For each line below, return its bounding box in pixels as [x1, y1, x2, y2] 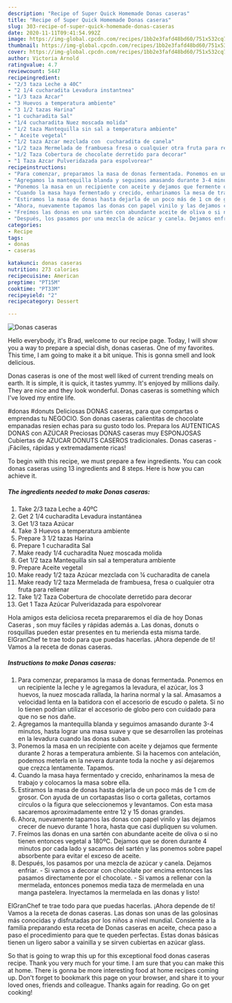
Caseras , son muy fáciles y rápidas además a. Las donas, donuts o [8, 621, 199, 629]
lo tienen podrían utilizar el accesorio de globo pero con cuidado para [17, 705, 216, 713]
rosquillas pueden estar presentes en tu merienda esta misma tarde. [8, 628, 202, 636]
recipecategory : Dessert [8, 298, 79, 305]
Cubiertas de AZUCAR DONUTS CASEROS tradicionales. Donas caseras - [8, 436, 217, 445]
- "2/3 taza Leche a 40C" [8, 81, 82, 88]
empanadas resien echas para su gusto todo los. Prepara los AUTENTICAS [8, 422, 220, 430]
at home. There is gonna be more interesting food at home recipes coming [8, 966, 219, 975]
